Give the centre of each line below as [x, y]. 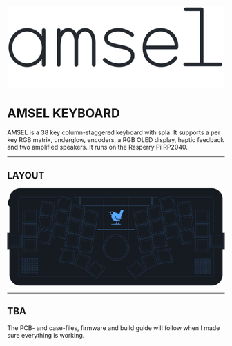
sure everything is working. [46, 335]
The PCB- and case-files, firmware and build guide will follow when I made [114, 328]
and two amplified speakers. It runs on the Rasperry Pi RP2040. [98, 147]
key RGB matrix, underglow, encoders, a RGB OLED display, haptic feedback [116, 140]
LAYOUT [26, 175]
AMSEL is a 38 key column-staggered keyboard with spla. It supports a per [114, 132]
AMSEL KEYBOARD [64, 113]
